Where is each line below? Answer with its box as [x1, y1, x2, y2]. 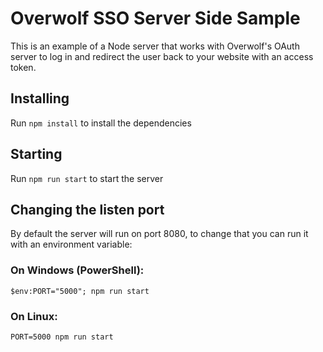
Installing [10, 90, 70, 107]
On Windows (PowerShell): [10, 263, 145, 277]
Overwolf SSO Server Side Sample [10, 7, 301, 30]
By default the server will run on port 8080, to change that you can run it [10, 228, 309, 240]
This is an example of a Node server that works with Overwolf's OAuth [10, 40, 300, 52]
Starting [10, 146, 63, 163]
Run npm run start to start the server [10, 172, 164, 184]
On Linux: [10, 309, 58, 323]
